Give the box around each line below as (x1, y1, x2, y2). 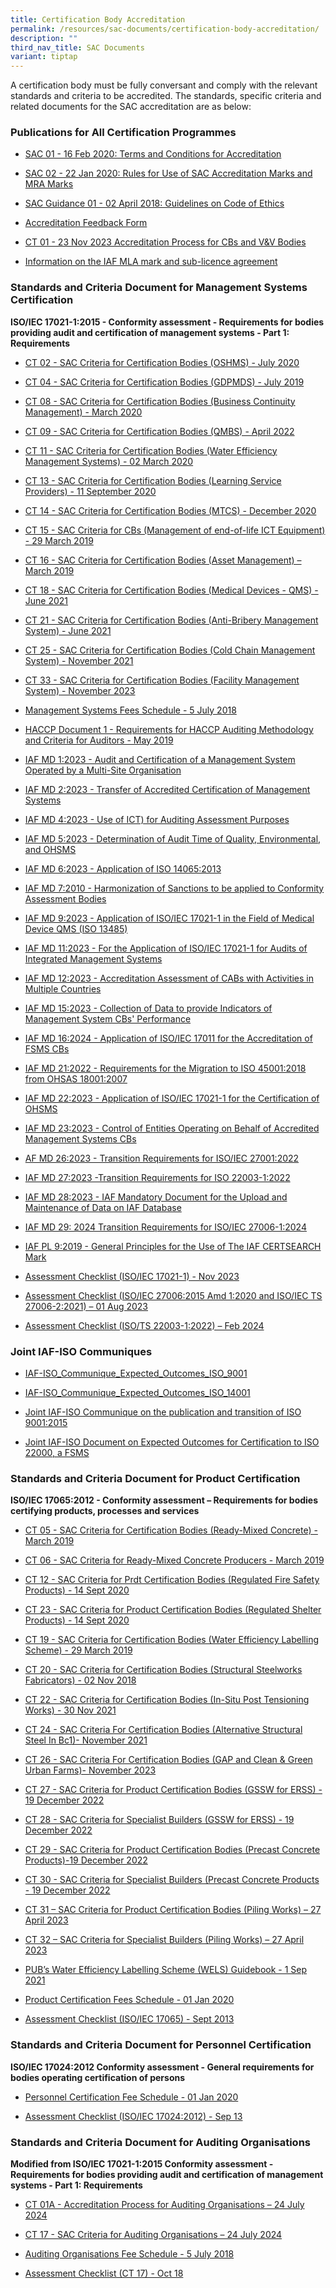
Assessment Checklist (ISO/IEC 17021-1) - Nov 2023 (24, 1270, 240, 1282)
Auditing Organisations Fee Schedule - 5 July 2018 (24, 2247, 235, 2260)
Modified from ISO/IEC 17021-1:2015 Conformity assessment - (10, 2157, 274, 2170)
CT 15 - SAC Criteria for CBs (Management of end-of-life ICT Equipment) (24, 524, 326, 536)
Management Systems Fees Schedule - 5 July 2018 (24, 704, 237, 716)
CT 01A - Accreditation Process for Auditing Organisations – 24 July (24, 2198, 305, 2210)
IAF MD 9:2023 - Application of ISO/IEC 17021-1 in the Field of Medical (24, 912, 315, 924)
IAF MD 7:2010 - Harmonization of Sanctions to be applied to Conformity (24, 882, 325, 894)
